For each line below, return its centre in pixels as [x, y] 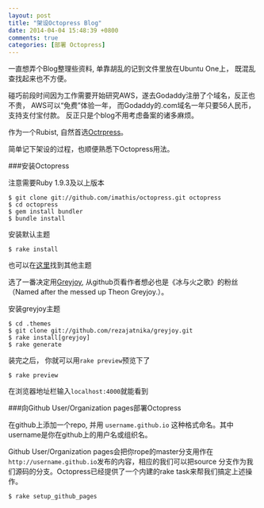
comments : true [33, 38]
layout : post [30, 15]
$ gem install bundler [46, 212]
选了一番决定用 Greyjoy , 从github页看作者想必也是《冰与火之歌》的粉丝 [123, 282]
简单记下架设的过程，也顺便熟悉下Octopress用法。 [91, 149]
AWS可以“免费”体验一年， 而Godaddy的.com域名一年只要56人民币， [143, 106]
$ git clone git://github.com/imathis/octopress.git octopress [115, 198]
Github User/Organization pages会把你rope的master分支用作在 [111, 452]
